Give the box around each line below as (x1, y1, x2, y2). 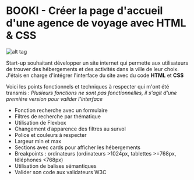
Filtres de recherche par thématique (14, 112, 101, 120)
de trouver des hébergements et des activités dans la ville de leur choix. (6, 65, 179, 72)
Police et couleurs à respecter (14, 131, 87, 138)
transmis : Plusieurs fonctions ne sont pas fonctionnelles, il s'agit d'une (6, 89, 177, 96)
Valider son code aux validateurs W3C (14, 168, 107, 175)
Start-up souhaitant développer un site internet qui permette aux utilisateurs (6, 59, 188, 66)
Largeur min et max (14, 137, 62, 144)
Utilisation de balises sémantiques (14, 162, 97, 170)
